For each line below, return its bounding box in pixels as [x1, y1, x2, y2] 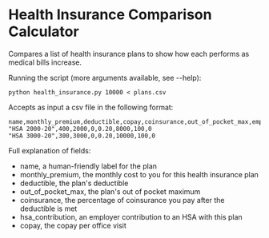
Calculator [8, 22, 79, 41]
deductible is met [19, 204, 78, 213]
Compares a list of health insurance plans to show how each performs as [8, 49, 250, 58]
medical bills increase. [8, 58, 82, 67]
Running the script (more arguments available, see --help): [8, 73, 202, 82]
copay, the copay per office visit [19, 220, 126, 230]
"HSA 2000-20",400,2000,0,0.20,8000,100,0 [8, 125, 152, 133]
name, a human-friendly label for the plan [19, 161, 158, 171]
